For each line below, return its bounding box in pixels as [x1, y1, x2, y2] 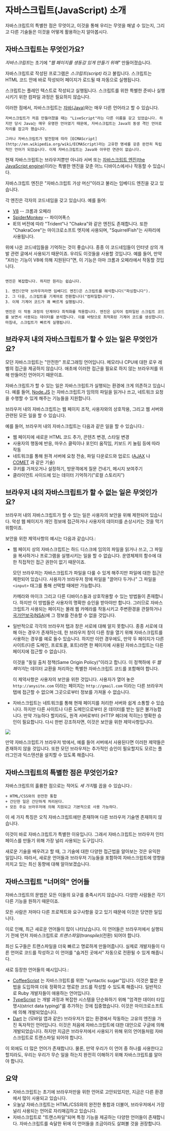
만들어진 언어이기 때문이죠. [10, 372, 64, 378]
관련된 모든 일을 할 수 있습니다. [5, 412, 66, 418]
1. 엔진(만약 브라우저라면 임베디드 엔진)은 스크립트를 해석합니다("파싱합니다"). [5, 288, 151, 293]
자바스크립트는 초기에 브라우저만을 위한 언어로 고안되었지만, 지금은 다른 [12, 1088, 154, 1094]
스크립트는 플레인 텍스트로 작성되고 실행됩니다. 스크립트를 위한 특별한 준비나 [5, 87, 156, 93]
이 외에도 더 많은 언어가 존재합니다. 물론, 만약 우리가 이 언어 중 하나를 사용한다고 [5, 1045, 163, 1051]
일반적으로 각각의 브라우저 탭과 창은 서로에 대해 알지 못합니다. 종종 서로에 [12, 623, 158, 629]
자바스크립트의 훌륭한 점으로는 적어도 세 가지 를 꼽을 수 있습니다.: [5, 783, 133, 789]
